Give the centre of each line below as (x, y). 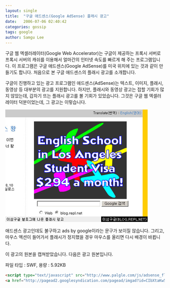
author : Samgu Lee (25, 38)
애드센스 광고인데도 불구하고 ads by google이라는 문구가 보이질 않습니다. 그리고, (85, 231)
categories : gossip (26, 27)
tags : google (19, 32)
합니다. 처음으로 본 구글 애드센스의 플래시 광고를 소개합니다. (77, 72)
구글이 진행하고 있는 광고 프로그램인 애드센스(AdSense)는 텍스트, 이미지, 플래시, (84, 83)
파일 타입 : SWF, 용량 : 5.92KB (36, 265)
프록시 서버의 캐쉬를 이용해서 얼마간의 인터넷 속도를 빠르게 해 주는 (70, 59)
